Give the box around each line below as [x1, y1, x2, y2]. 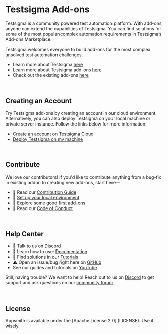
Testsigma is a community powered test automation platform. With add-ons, [5, 20, 163, 26]
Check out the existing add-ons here [12, 72, 89, 78]
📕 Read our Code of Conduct [12, 205, 73, 211]
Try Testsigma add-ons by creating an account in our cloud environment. [5, 110, 157, 116]
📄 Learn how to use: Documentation [12, 248, 87, 255]
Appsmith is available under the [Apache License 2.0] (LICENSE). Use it [5, 318, 154, 324]
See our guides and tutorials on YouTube [12, 265, 97, 271]
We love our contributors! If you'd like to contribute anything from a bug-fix [5, 174, 161, 180]
